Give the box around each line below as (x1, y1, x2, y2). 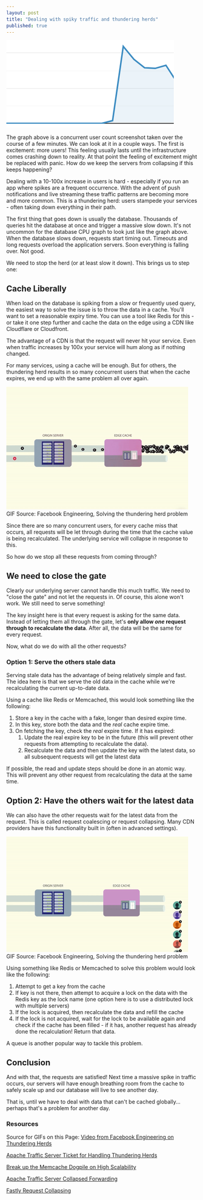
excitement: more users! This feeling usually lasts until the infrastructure (6, 146, 187, 154)
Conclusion (6, 1057, 51, 1068)
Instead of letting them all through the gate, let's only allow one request (6, 618, 186, 625)
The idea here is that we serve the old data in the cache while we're (6, 678, 176, 686)
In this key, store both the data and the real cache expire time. (15, 721, 170, 728)
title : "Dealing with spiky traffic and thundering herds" (6, 16, 159, 22)
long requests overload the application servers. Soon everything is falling (6, 241, 189, 248)
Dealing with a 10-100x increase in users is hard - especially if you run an (6, 178, 189, 185)
